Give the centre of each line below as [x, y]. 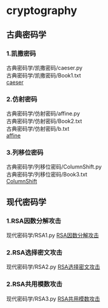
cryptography [42, 11]
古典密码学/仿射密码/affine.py [43, 114]
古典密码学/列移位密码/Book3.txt [47, 175]
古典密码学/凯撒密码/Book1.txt [44, 75]
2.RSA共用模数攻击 [34, 284]
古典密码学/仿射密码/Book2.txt [44, 121]
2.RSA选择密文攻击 [34, 253]
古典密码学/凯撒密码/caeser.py [45, 68]
